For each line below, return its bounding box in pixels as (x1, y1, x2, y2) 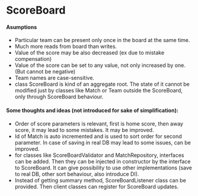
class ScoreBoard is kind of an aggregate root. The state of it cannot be (14, 81, 190, 88)
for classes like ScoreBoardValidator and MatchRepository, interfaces (14, 152, 185, 159)
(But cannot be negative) (14, 68, 76, 75)
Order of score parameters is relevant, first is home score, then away (14, 120, 184, 127)
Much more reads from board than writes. (14, 43, 117, 50)
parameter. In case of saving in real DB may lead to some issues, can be (14, 139, 191, 146)
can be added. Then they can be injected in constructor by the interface (14, 158, 191, 165)
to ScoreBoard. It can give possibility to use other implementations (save (14, 164, 193, 171)
